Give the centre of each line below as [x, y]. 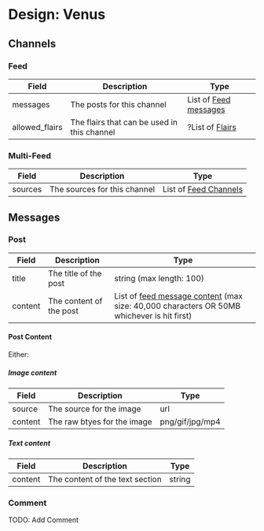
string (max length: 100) [159, 278]
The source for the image [95, 409]
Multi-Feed [30, 155]
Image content [33, 373]
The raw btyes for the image [100, 421]
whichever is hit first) [153, 315]
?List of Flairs [212, 127]
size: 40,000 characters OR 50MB [178, 306]
